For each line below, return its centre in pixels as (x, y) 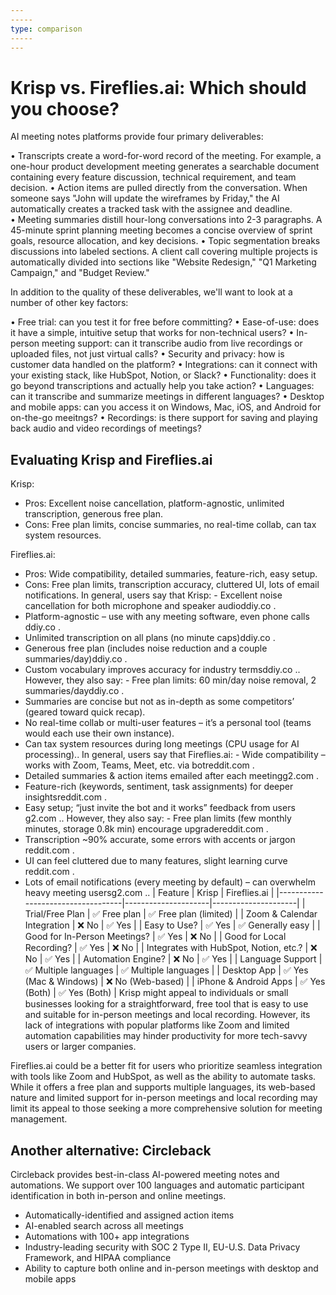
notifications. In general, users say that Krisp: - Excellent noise (153, 595)
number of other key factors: (69, 303)
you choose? (65, 108)
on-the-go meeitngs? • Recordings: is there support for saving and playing (164, 418)
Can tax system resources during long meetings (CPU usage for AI (162, 744)
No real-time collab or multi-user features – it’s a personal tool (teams (168, 723)
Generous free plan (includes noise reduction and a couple (146, 648)
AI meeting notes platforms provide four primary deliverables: (137, 137)
